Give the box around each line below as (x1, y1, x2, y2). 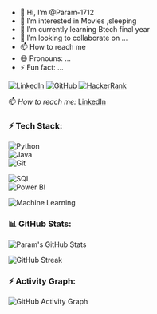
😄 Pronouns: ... (19, 54, 72, 63)
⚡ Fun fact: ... (19, 62, 64, 72)
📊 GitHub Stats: (8, 218, 72, 229)
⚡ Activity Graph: (8, 276, 76, 287)
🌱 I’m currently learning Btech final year (19, 25, 150, 34)
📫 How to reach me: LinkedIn (8, 97, 106, 106)
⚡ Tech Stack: (8, 120, 63, 131)
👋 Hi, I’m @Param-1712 (19, 8, 95, 17)
